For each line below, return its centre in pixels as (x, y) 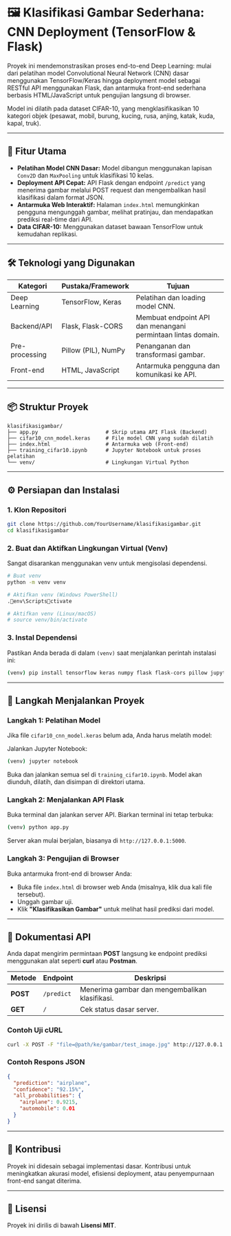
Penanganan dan (163, 346)
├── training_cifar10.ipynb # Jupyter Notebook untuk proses (104, 451)
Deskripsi (150, 978)
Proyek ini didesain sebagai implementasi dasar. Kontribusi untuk (99, 1166)
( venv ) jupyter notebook (43, 762)
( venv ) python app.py (38, 827)
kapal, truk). (24, 123)
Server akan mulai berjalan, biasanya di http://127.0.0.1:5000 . (97, 841)
